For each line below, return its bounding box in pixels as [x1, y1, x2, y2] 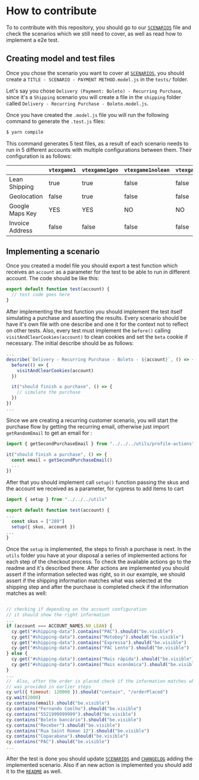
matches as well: [6, 589, 47, 597]
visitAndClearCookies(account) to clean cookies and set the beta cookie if [6, 334, 188, 341]
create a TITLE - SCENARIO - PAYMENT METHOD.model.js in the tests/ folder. [6, 75, 188, 83]
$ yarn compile [6, 129, 44, 135]
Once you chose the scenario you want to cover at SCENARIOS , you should [6, 69, 185, 77]
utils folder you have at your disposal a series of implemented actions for [6, 552, 187, 559]
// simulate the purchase [17, 389, 81, 395]
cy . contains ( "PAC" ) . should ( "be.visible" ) [6, 739, 110, 745]
